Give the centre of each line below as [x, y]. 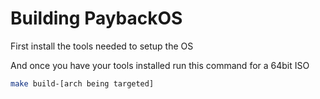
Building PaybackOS [96, 18]
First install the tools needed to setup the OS [102, 46]
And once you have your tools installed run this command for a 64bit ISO [160, 65]
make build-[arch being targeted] [82, 83]
